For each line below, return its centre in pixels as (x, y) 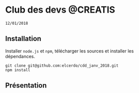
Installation (23, 39)
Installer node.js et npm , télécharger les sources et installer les (69, 51)
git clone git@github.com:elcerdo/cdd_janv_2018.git (62, 65)
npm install (18, 70)
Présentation (26, 86)
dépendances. (20, 56)
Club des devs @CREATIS (60, 10)
